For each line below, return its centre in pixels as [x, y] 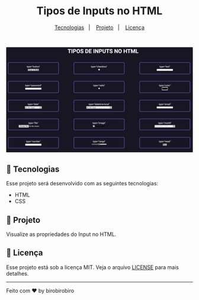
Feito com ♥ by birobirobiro [40, 290]
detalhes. [17, 273]
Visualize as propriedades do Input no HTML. [61, 234]
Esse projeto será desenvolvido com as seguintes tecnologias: [82, 184]
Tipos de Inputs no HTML [99, 11]
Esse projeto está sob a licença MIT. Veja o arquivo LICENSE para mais [93, 267]
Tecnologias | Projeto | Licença [99, 27]
